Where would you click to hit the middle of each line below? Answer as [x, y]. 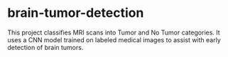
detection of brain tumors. [45, 47]
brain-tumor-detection [76, 13]
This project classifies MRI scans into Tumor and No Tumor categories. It [114, 32]
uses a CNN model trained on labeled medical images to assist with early [114, 39]
